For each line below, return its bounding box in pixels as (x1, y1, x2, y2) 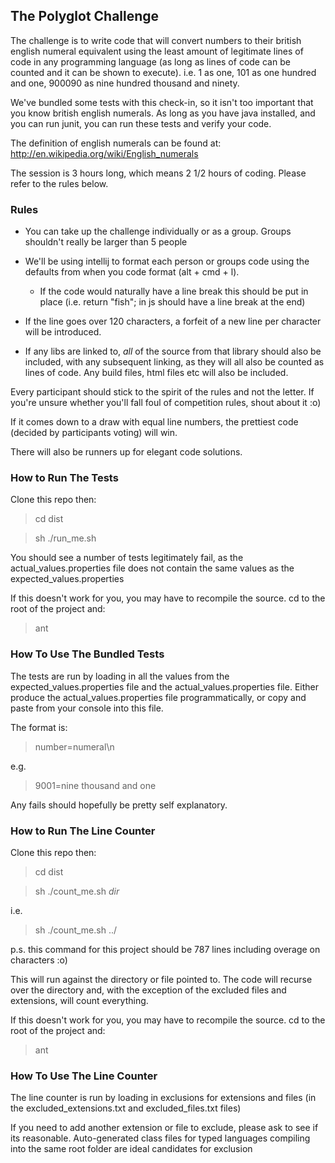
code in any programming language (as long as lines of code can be (10, 55, 291, 68)
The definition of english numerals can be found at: (10, 137, 222, 149)
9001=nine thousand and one (34, 779, 157, 791)
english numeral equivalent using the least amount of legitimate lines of (10, 45, 304, 57)
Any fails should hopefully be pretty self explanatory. (10, 799, 228, 811)
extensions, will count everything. (10, 995, 149, 1006)
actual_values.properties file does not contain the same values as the (10, 562, 295, 574)
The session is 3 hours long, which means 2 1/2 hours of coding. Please (10, 167, 307, 179)
